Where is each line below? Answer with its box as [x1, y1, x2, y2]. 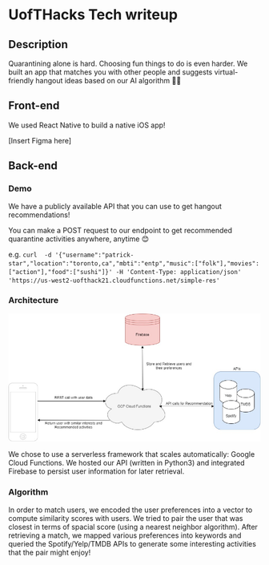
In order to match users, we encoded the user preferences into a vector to [8, 505, 253, 515]
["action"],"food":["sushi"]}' [8, 268, 113, 276]
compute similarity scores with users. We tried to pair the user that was [8, 513, 243, 523]
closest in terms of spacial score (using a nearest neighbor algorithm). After [8, 522, 259, 531]
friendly [8, 76, 34, 85]
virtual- [214, 67, 239, 77]
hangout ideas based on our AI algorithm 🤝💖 [35, 76, 182, 85]
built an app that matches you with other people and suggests [8, 67, 213, 77]
